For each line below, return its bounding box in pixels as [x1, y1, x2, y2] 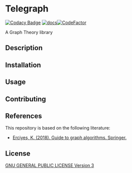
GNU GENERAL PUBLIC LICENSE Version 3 [5, 162, 94, 168]
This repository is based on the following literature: [5, 125, 110, 131]
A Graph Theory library [5, 29, 53, 35]
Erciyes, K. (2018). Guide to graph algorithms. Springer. [12, 134, 127, 140]
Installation [5, 60, 41, 69]
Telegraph [5, 3, 49, 14]
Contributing [5, 94, 46, 103]
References [5, 111, 42, 120]
